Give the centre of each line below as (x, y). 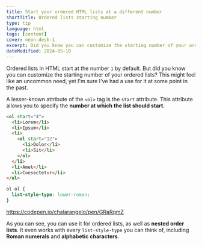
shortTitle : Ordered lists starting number (62, 17)
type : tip (19, 23)
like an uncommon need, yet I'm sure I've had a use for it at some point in (97, 81)
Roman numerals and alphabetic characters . (63, 236)
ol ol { (16, 189)
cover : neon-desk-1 (31, 40)
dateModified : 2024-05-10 (38, 51)
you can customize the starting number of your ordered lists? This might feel (101, 74)
